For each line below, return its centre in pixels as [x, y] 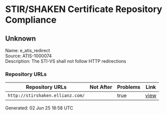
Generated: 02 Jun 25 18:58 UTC [39, 108]
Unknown [21, 38]
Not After [101, 87]
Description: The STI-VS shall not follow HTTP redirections [66, 61]
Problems [129, 87]
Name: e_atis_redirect [28, 50]
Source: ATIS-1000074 [29, 56]
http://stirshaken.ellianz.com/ [46, 96]
